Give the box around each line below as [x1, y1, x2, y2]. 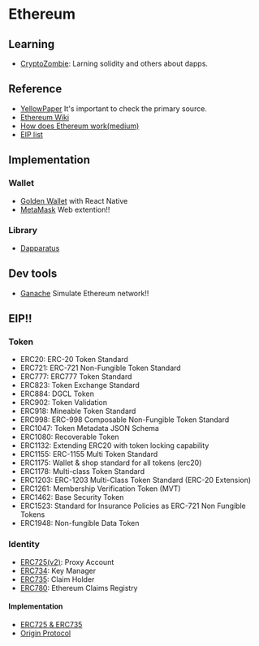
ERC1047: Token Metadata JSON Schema [19, 424, 160, 433]
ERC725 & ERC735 [19, 619, 83, 629]
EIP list [19, 129, 43, 139]
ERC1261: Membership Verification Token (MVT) [19, 484, 181, 493]
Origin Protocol [19, 628, 71, 638]
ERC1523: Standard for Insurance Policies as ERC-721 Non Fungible [19, 501, 246, 511]
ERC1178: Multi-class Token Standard [19, 467, 145, 476]
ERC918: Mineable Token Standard [19, 407, 136, 416]
